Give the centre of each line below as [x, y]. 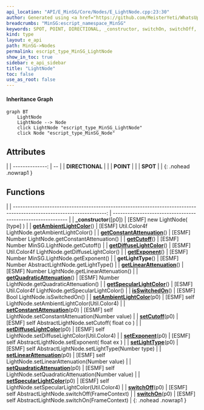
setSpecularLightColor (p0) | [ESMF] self [58, 381]
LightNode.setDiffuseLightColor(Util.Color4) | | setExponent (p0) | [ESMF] [98, 335]
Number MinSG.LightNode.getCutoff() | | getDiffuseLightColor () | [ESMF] [99, 245]
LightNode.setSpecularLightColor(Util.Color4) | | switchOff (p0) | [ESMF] [97, 387]
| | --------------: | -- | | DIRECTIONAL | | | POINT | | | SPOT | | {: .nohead [98, 166]
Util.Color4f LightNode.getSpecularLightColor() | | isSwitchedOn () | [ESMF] [101, 290]
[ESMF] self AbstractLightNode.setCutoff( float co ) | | [74, 323]
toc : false [20, 74]
